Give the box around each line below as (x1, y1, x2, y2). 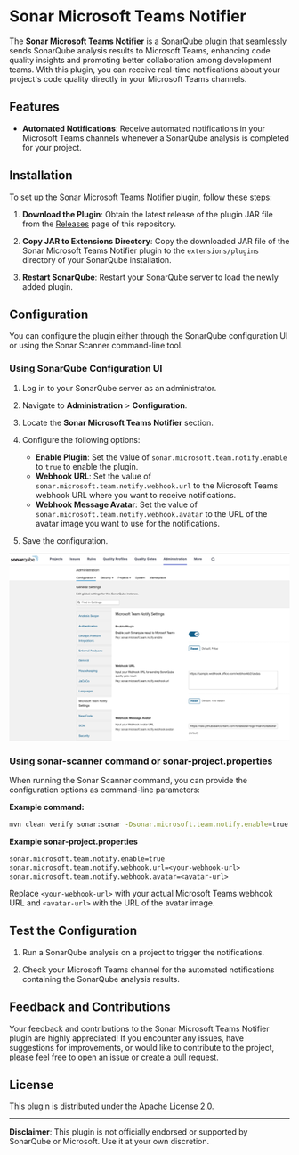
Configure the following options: (21, 434, 141, 445)
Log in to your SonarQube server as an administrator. (21, 382, 217, 393)
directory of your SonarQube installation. (21, 254, 172, 265)
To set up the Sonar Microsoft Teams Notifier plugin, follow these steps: (9, 192, 273, 202)
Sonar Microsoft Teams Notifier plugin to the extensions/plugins (21, 245, 260, 256)
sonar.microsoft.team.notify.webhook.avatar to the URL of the (35, 508, 268, 519)
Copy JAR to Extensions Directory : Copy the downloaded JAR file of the (21, 235, 290, 246)
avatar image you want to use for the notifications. (35, 518, 221, 528)
